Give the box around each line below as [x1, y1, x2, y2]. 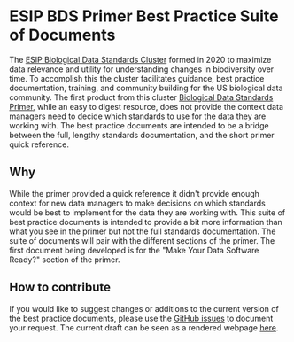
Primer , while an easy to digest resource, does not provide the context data [9, 101, 283, 112]
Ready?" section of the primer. [9, 254, 120, 265]
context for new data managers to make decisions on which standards [9, 198, 266, 208]
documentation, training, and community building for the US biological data [9, 82, 283, 93]
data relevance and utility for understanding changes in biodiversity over [9, 64, 275, 74]
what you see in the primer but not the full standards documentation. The [9, 226, 276, 237]
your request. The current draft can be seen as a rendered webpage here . [9, 322, 279, 333]
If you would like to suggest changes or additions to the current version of [9, 303, 279, 314]
